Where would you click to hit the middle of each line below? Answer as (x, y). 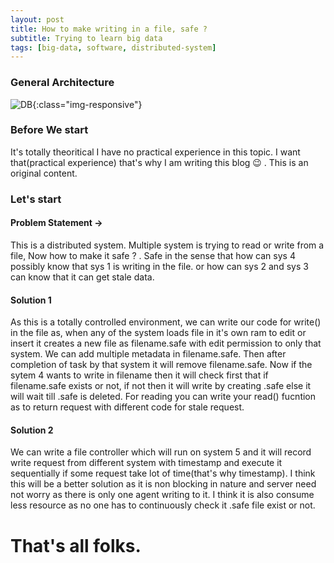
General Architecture (62, 83)
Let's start (36, 199)
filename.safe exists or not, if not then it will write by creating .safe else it (161, 386)
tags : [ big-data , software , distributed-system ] (113, 47)
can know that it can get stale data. (82, 277)
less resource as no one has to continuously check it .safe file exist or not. (163, 505)
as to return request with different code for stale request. (127, 407)
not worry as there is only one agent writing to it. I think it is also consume (162, 495)
